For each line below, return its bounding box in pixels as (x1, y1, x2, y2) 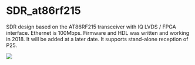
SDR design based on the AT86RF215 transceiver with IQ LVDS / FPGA (6, 23, 176, 30)
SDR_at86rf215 (6, 4, 81, 17)
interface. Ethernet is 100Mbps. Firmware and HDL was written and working (6, 29, 190, 36)
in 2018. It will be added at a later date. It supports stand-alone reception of (6, 35, 189, 42)
